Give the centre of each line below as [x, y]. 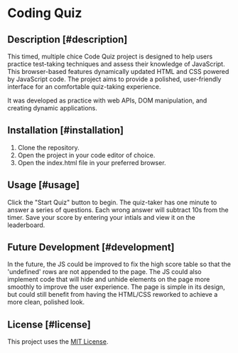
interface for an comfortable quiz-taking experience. [84, 86]
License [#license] [49, 324]
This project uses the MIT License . [58, 342]
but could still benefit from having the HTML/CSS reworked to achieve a [113, 295]
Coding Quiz [45, 13]
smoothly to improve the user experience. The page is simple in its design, [116, 287]
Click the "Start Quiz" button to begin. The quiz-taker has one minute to [112, 202]
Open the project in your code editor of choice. [86, 155]
